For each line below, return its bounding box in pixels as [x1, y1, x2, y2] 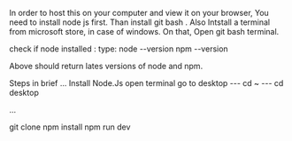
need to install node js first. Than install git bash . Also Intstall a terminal [9, 17, 271, 27]
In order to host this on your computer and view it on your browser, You [9, 8, 270, 18]
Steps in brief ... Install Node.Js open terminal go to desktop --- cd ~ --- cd [9, 78, 284, 88]
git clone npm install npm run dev [9, 121, 131, 132]
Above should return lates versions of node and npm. [9, 61, 204, 71]
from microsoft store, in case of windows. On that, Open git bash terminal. [9, 27, 280, 36]
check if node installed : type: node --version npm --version [9, 43, 228, 54]
